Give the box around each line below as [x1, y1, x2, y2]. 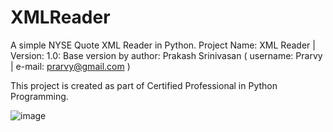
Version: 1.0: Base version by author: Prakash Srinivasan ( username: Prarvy [10, 49, 323, 61]
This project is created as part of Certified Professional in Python [10, 79, 278, 91]
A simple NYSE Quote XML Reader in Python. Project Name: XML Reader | [10, 39, 316, 51]
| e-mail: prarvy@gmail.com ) [10, 60, 131, 72]
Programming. [10, 90, 69, 102]
